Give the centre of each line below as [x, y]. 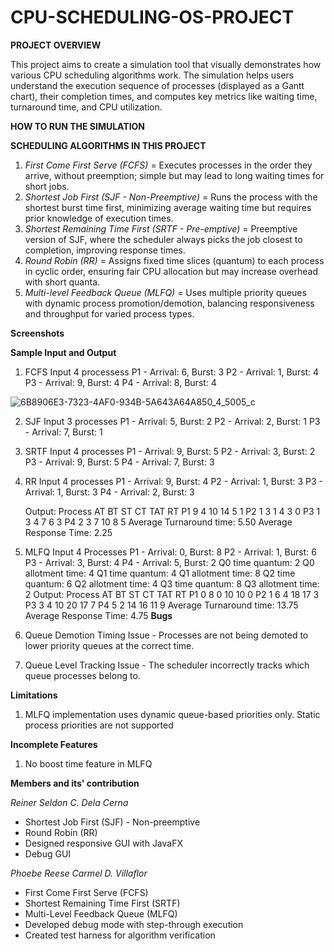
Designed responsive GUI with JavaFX [104, 843]
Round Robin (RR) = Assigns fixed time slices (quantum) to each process [174, 260]
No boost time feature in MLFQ [88, 763]
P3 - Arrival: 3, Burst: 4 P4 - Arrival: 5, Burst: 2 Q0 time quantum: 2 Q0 [169, 562]
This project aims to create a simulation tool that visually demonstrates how [166, 64]
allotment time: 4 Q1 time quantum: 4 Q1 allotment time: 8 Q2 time [160, 573]
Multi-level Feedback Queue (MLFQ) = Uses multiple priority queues [165, 292]
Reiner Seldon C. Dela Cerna [69, 802]
